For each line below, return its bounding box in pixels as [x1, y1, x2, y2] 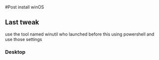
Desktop [5, 48, 26, 55]
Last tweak [5, 18, 40, 26]
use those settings [5, 36, 42, 42]
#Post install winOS [5, 4, 44, 10]
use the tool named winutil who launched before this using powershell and [5, 31, 155, 37]
